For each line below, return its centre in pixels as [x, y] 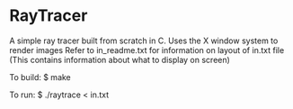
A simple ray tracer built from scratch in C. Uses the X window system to [144, 41]
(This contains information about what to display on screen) [120, 59]
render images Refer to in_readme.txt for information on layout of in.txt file [147, 50]
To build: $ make [40, 77]
